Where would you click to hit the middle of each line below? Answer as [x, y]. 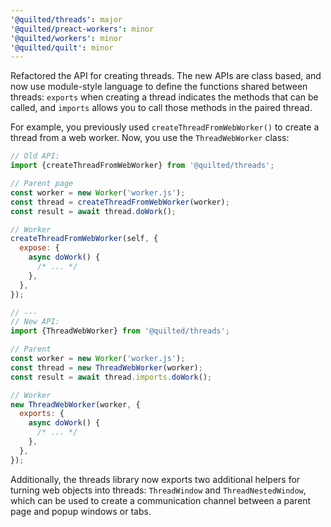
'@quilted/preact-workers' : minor [82, 29]
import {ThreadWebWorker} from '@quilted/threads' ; [120, 331]
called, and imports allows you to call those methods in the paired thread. [161, 108]
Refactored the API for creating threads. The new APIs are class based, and [166, 76]
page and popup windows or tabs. [81, 511]
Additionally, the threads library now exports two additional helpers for [155, 479]
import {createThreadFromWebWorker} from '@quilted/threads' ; [142, 166]
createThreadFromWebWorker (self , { [84, 239]
